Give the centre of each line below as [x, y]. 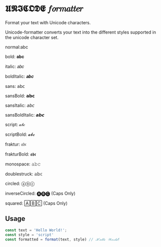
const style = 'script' [30, 235]
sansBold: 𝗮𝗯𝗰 [20, 96]
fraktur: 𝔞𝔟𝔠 [16, 144]
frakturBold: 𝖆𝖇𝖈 [21, 154]
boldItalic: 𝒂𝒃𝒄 [19, 76]
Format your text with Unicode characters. [48, 22]
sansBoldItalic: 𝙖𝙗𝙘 [25, 115]
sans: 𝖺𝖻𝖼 [15, 86]
